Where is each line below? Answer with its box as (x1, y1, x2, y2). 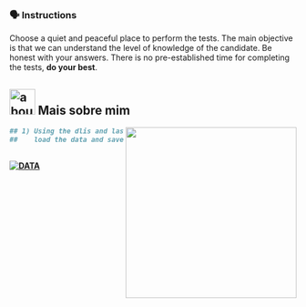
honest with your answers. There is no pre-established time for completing (9, 52, 290, 63)
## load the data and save (9, 135, 125, 144)
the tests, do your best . (9, 62, 98, 73)
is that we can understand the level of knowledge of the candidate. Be (9, 43, 272, 54)
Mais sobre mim (37, 102, 130, 118)
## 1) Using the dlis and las (9, 127, 125, 136)
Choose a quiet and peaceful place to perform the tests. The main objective (9, 33, 293, 44)
